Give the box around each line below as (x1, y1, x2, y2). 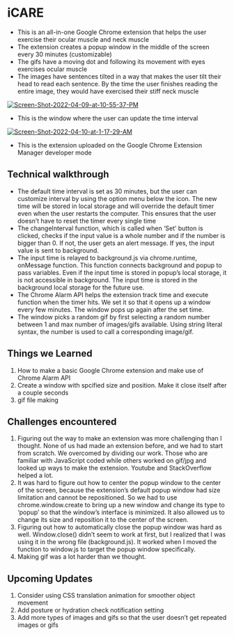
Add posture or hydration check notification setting (17, 606, 164, 614)
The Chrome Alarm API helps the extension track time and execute (17, 290, 209, 299)
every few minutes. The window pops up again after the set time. (17, 305, 204, 314)
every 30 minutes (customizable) (17, 50, 113, 58)
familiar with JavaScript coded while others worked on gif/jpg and (17, 456, 207, 465)
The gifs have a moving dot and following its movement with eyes (17, 57, 205, 65)
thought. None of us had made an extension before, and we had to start (17, 442, 224, 450)
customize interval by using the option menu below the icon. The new (17, 194, 217, 202)
